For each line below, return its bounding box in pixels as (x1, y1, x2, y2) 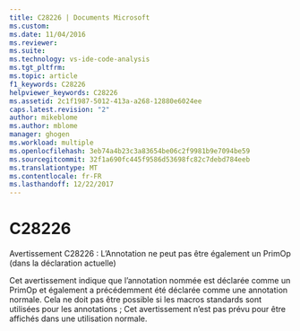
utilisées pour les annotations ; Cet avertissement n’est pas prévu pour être (9, 304, 287, 315)
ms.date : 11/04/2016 (9, 30, 87, 39)
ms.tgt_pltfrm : (9, 64, 66, 73)
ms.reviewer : (9, 38, 58, 48)
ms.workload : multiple (9, 138, 94, 147)
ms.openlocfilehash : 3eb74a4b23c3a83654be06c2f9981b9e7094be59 (9, 146, 251, 155)
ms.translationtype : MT (9, 163, 99, 172)
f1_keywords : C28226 (9, 80, 87, 89)
